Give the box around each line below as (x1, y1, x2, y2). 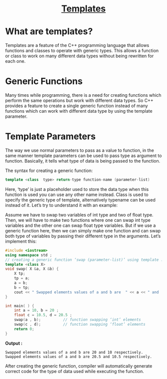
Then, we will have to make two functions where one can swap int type (5, 217, 151, 223)
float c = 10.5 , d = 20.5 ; (14, 313, 72, 318)
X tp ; (14, 271, 26, 276)
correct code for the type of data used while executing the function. (5, 368, 144, 374)
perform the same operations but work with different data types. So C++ (5, 98, 154, 104)
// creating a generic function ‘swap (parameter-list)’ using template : (5, 257, 164, 262)
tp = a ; (14, 276, 30, 281)
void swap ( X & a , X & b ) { (5, 266, 59, 272)
